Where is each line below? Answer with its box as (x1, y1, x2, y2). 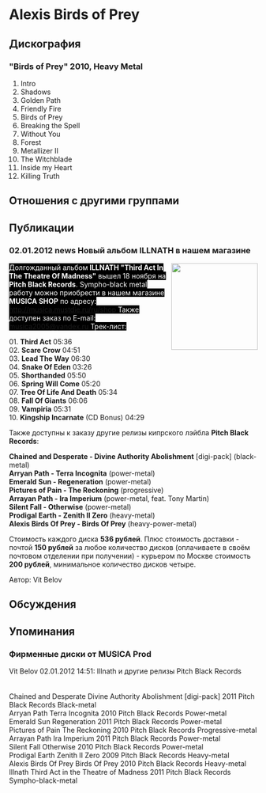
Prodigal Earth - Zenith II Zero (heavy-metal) (9, 510, 155, 520)
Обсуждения (9, 598, 77, 611)
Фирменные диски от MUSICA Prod (9, 648, 152, 659)
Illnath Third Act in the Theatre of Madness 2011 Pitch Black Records (9, 768, 231, 777)
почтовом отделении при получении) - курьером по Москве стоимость (9, 551, 251, 560)
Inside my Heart (20, 162, 73, 172)
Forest (20, 137, 42, 147)
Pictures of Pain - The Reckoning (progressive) (9, 485, 164, 495)
